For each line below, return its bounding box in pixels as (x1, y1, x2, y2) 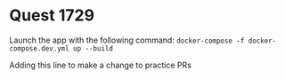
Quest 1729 (9, 5, 95, 26)
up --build (72, 43, 114, 53)
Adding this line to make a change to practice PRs (9, 59, 191, 70)
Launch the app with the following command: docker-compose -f (9, 35, 245, 45)
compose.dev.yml (9, 43, 69, 53)
